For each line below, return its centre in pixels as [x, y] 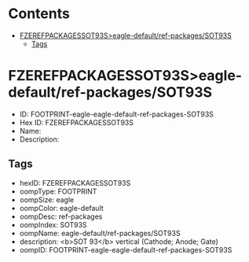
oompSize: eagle [47, 199]
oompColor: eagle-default [61, 208]
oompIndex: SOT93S [53, 224]
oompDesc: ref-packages [61, 216]
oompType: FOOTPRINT [58, 191]
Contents [39, 14]
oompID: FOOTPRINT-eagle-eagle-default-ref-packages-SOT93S [126, 249]
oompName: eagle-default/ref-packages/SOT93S [100, 233]
